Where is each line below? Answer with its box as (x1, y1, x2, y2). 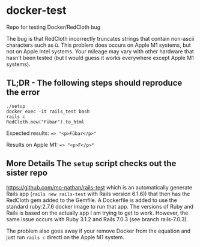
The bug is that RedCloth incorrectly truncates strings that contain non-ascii (6, 35, 195, 42)
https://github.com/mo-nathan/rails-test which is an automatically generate (6, 183, 193, 191)
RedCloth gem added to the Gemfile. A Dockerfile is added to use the (6, 196, 177, 204)
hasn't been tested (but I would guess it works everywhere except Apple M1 (6, 54, 194, 61)
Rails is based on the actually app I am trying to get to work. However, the (6, 209, 189, 216)
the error (6, 88, 40, 98)
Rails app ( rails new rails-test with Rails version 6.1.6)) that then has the (6, 190, 190, 197)
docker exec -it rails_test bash (6, 109, 90, 115)
